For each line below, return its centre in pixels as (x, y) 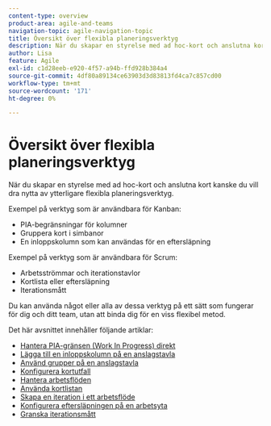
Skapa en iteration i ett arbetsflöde (77, 397)
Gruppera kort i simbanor (62, 233)
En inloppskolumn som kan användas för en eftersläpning (115, 242)
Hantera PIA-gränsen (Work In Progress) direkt (98, 346)
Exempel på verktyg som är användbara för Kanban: (95, 209)
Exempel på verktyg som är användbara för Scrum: (93, 257)
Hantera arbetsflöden (55, 380)
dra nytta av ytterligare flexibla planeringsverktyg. (91, 194)
